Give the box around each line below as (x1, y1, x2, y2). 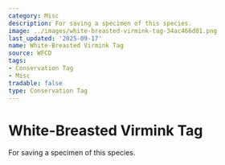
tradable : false (8, 79, 63, 87)
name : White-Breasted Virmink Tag (8, 42, 125, 50)
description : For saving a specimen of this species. (8, 19, 193, 27)
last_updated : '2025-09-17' (8, 34, 103, 43)
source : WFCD (8, 49, 52, 57)
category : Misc (8, 11, 59, 20)
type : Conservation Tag (8, 86, 88, 95)
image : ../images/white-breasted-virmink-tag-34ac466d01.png (8, 27, 218, 35)
